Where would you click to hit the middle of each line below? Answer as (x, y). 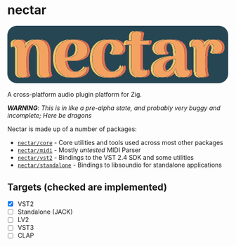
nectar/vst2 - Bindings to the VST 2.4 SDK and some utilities (106, 158)
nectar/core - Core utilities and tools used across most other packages (120, 143)
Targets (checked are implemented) (87, 187)
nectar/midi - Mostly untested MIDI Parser (79, 150)
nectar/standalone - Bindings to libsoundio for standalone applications (120, 165)
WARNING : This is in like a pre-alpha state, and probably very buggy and (114, 108)
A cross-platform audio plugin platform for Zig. (75, 95)
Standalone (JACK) (45, 212)
